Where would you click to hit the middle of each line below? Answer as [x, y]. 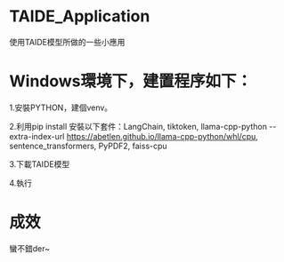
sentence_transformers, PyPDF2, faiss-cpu [88, 146]
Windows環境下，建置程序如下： [130, 81]
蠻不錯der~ [30, 248]
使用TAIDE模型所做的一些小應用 [67, 42]
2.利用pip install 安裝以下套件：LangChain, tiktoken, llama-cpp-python [138, 126]
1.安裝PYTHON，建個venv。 [61, 107]
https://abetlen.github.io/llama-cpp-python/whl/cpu [161, 136]
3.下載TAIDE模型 [40, 164]
